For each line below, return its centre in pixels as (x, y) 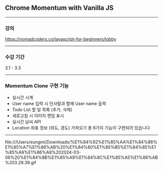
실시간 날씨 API (26, 122)
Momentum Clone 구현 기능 (37, 86)
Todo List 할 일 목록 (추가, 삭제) (42, 109)
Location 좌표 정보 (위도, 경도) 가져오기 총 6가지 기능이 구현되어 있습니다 (81, 127)
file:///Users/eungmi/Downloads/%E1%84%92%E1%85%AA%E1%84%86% (81, 142)
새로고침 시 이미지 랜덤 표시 (38, 115)
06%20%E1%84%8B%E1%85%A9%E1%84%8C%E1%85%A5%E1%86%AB (81, 157)
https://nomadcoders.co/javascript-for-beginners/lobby (61, 39)
